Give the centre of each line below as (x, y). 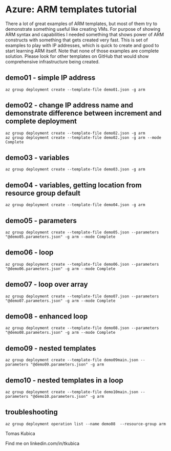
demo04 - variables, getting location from (73, 185)
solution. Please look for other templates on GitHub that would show (77, 56)
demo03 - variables (37, 157)
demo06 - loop (29, 253)
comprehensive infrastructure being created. (52, 61)
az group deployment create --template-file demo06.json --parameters (82, 264)
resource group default (43, 193)
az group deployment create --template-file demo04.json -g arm (75, 205)
